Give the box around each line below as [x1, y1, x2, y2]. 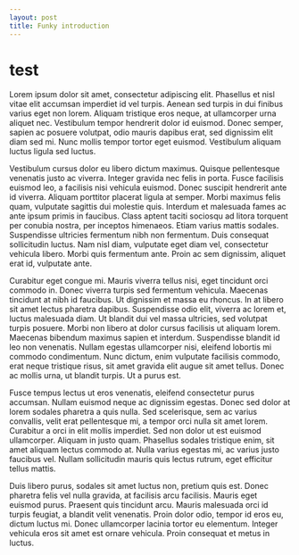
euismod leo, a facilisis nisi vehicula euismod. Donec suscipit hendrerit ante [9, 182, 287, 193]
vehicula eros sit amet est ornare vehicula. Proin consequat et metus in [9, 528, 270, 539]
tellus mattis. [9, 463, 56, 474]
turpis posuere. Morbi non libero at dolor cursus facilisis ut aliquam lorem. [9, 323, 281, 334]
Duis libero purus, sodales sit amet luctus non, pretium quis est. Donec [9, 481, 270, 492]
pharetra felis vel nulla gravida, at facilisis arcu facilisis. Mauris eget [9, 490, 258, 501]
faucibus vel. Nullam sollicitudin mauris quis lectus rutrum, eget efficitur [9, 454, 273, 465]
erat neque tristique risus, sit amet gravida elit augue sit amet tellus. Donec [9, 360, 285, 371]
